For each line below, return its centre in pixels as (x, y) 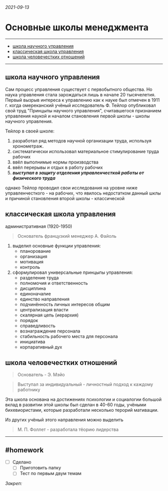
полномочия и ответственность (54, 283)
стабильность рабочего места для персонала (69, 336)
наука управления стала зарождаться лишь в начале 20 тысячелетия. (80, 94)
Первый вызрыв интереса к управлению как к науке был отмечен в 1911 (82, 100)
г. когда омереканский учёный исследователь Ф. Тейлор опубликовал (80, 105)
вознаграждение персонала (50, 331)
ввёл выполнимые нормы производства (55, 162)
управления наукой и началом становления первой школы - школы (77, 116)
